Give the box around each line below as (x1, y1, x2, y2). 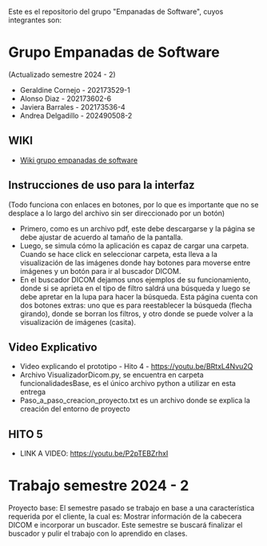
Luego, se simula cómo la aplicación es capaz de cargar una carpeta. (19, 240, 249, 251)
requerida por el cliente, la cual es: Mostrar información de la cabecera (8, 512, 242, 521)
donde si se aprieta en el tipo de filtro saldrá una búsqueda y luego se (19, 283, 250, 293)
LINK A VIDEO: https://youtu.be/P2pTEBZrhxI (19, 448, 169, 459)
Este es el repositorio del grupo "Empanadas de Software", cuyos (8, 7, 224, 16)
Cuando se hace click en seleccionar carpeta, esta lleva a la (19, 249, 218, 259)
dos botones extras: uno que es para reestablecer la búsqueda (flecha (19, 300, 252, 310)
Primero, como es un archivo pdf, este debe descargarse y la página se (19, 223, 256, 233)
